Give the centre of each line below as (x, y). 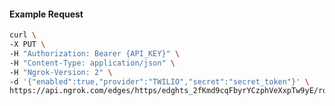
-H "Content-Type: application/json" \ (92, 63)
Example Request (46, 14)
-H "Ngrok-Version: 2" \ (61, 72)
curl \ (23, 35)
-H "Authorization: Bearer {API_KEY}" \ (95, 53)
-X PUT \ (27, 45)
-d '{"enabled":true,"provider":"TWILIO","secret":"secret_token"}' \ (159, 81)
